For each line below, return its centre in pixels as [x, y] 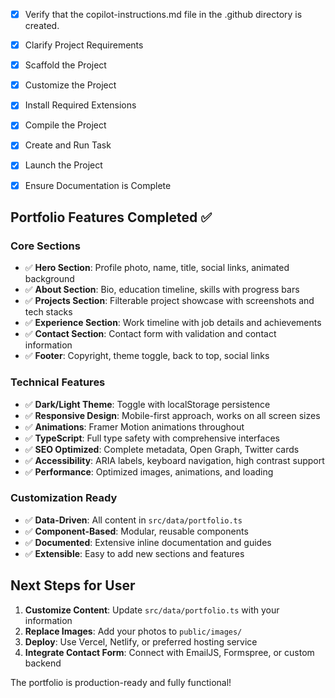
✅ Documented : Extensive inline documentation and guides [148, 542]
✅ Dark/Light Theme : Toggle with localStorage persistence [147, 404]
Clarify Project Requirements [84, 45]
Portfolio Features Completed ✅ [111, 217]
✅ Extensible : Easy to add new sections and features [134, 553]
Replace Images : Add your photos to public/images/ [133, 631]
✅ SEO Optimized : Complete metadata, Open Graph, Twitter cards [162, 449]
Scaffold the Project [65, 65]
